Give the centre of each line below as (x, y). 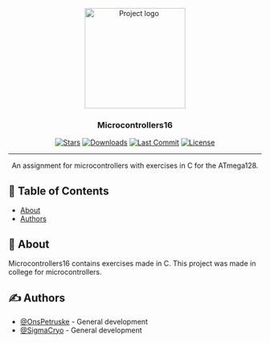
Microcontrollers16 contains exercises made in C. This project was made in (132, 263)
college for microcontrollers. (55, 272)
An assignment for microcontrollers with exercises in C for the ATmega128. (135, 165)
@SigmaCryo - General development (81, 330)
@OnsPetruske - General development (84, 321)
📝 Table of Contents (59, 191)
